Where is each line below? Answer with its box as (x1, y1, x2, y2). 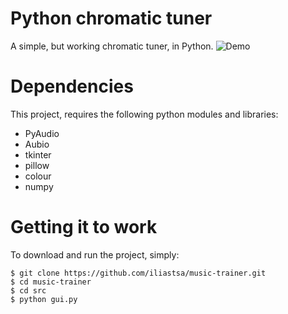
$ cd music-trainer (10, 277, 92, 287)
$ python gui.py (10, 294, 78, 304)
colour (24, 170, 52, 182)
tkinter (24, 148, 52, 161)
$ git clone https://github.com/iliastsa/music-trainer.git (10, 268, 267, 278)
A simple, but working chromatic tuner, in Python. (10, 40, 214, 52)
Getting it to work (10, 216, 158, 239)
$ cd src (10, 285, 47, 296)
